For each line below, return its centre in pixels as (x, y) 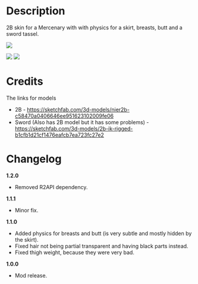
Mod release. (31, 275)
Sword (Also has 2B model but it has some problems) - (82, 122)
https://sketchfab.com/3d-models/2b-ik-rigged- (74, 128)
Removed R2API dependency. (51, 187)
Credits (25, 81)
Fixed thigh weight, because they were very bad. (75, 252)
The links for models (31, 98)
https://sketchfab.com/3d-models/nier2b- (78, 109)
